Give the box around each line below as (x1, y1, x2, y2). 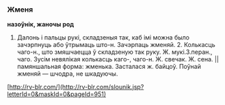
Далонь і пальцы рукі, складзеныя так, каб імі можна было (16, 33, 190, 42)
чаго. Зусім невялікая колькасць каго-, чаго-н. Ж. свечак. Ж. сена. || (16, 55, 219, 63)
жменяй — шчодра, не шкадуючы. (16, 70, 118, 78)
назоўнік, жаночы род (7, 20, 75, 29)
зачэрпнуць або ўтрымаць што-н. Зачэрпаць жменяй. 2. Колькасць (16, 41, 215, 49)
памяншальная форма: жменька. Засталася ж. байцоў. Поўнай (16, 63, 202, 71)
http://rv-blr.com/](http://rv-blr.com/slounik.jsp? (9, 83, 144, 91)
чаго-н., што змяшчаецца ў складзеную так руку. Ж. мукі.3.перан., (16, 48, 213, 56)
